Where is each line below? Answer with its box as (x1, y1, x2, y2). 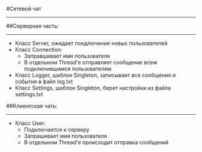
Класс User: (14, 120, 46, 127)
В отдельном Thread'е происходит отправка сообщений (23, 139, 169, 146)
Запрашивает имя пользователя (23, 132, 107, 139)
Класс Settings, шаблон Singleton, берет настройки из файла (14, 84, 171, 91)
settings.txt (14, 91, 43, 98)
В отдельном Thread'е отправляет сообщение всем (23, 59, 158, 65)
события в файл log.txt (14, 78, 73, 85)
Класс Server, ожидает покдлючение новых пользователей (14, 40, 168, 47)
